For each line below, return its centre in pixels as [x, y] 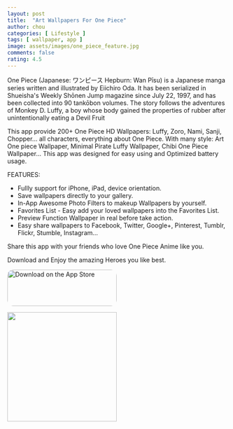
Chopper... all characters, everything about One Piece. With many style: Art [115, 139]
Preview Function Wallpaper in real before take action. [95, 218]
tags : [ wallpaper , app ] [45, 40]
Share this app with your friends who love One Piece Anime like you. [106, 246]
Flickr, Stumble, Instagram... [58, 232]
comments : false [31, 53]
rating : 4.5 [24, 59]
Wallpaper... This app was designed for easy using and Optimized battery [113, 153]
